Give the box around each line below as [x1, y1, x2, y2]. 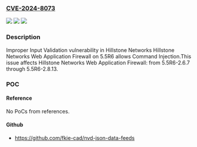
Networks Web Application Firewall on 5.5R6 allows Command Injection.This [6, 53, 192, 60]
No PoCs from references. [6, 107, 70, 115]
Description [6, 33, 41, 41]
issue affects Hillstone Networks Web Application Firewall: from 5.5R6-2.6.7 [6, 59, 190, 66]
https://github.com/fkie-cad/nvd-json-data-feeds [14, 134, 135, 141]
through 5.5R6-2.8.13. [6, 65, 58, 72]
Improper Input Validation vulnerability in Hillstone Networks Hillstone [6, 46, 175, 54]
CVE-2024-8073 [6, 4, 55, 12]
